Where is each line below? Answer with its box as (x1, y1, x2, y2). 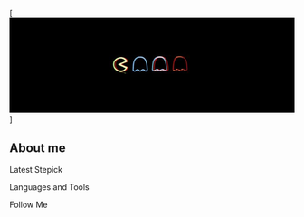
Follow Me (9, 199, 48, 211)
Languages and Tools (9, 182, 90, 193)
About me (9, 140, 66, 156)
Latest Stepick (9, 165, 63, 175)
